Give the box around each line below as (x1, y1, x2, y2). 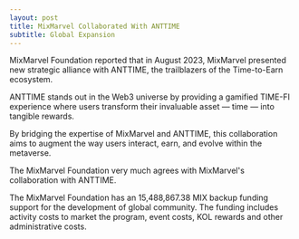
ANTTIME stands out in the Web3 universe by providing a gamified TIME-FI (9, 91, 291, 102)
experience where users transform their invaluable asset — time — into (9, 101, 275, 112)
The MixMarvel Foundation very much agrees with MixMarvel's (9, 165, 245, 177)
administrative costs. (9, 221, 88, 232)
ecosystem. (9, 74, 53, 85)
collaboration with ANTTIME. (9, 175, 117, 186)
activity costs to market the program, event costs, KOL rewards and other (9, 212, 284, 223)
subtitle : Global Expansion (9, 30, 116, 39)
